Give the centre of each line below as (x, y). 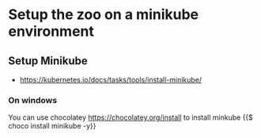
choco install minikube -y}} (52, 126)
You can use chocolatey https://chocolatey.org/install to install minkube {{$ (130, 117)
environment (51, 31)
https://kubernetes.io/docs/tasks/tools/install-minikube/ (111, 80)
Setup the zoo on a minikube (104, 15)
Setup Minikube (48, 61)
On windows (33, 100)
